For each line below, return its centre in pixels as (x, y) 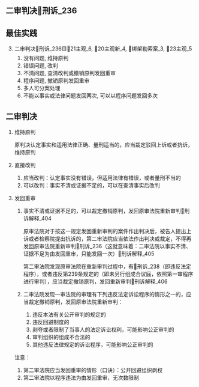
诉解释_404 (37, 219)
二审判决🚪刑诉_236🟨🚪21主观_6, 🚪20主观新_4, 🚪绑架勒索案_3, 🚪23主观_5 (103, 49)
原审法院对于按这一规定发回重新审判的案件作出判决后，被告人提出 (105, 231)
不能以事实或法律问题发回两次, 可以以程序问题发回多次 (91, 96)
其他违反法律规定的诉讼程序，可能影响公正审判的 (93, 345)
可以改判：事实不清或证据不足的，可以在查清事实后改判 (91, 186)
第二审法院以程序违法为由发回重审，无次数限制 (81, 378)
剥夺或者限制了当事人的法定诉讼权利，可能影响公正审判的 (103, 330)
